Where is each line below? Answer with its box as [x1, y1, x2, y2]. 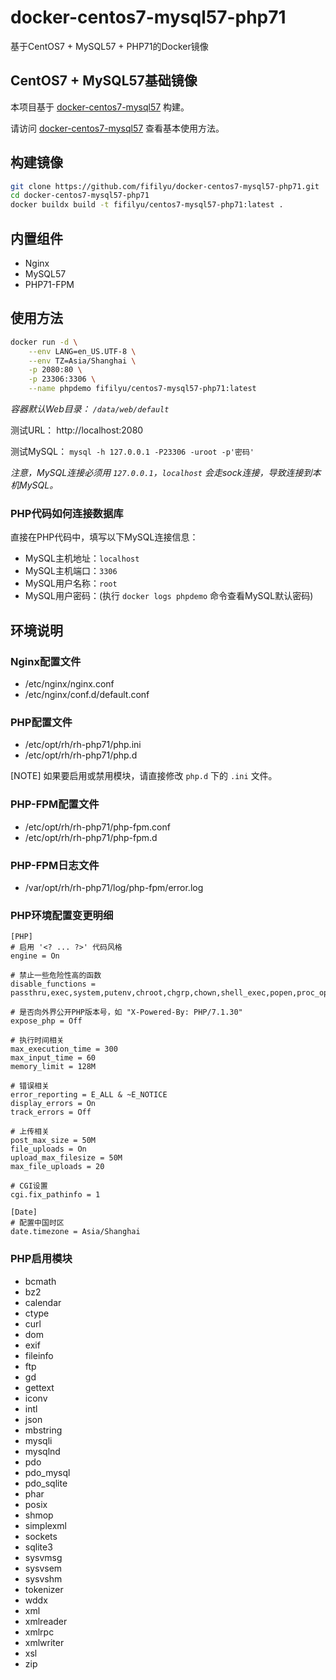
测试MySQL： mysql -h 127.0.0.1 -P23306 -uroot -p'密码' [10, 446, 255, 458]
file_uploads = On [10, 1144, 87, 1155]
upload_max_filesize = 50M [10, 1153, 123, 1163]
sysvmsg [24, 1551, 63, 1563]
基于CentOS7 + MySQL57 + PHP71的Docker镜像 [10, 40, 209, 52]
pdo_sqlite [24, 1477, 68, 1489]
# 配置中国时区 [10, 1218, 65, 1228]
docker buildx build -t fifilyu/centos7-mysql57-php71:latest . [10, 200, 284, 210]
